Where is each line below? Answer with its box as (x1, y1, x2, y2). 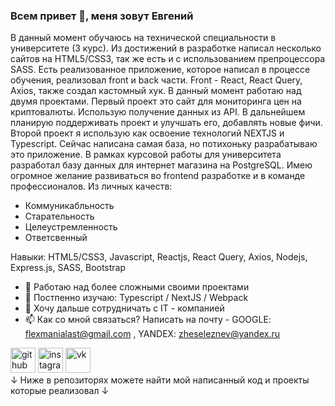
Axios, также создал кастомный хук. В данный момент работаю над (10, 85, 302, 97)
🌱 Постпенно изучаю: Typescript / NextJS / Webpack (24, 292, 249, 304)
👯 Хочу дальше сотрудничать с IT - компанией (24, 302, 225, 314)
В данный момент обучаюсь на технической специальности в (10, 32, 277, 44)
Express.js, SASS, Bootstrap (10, 262, 127, 274)
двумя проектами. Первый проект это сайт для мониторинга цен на (10, 95, 302, 108)
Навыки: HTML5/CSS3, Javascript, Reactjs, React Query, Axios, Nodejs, (10, 251, 308, 263)
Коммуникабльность (24, 200, 115, 212)
